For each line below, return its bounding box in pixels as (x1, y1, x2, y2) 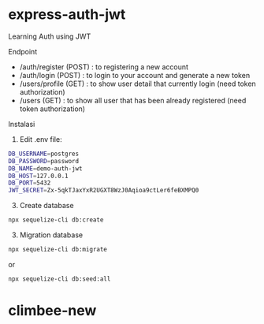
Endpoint (8, 47, 38, 56)
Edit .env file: (19, 134, 62, 143)
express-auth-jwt (8, 6, 126, 24)
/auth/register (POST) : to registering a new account (19, 61, 189, 72)
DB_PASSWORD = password (8, 157, 80, 165)
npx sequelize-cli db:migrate (8, 246, 108, 254)
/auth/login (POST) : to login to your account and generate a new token (19, 70, 251, 80)
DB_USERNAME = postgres (8, 150, 80, 158)
